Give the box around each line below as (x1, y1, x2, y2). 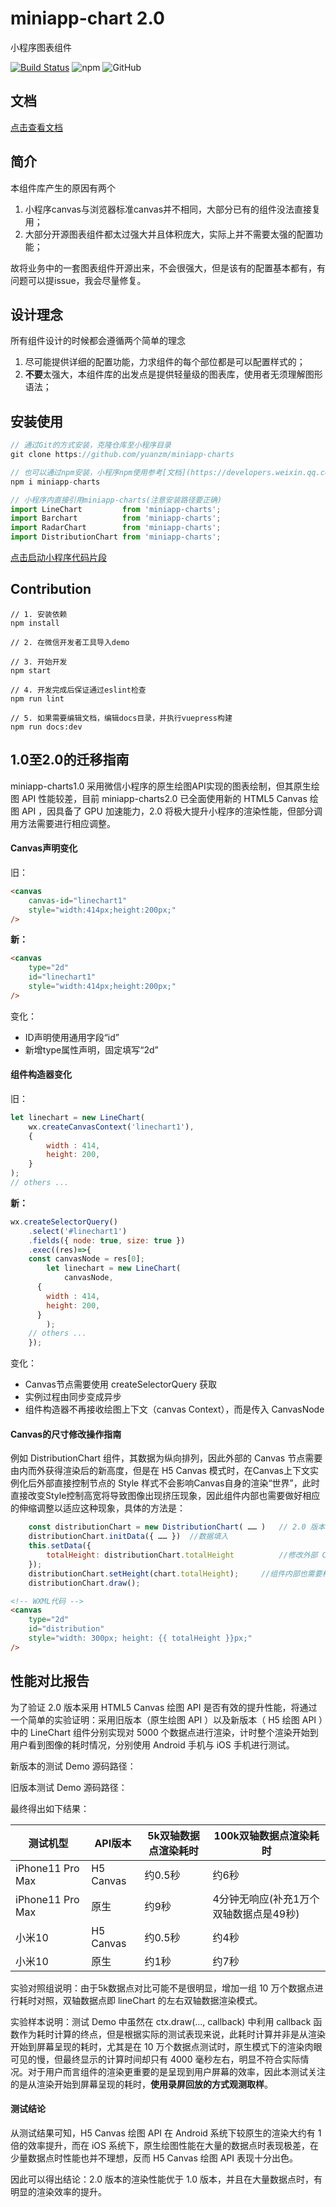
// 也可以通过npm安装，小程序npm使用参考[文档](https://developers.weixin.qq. (10, 467, 321, 477)
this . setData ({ (28, 1541, 92, 1551)
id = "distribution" (28, 1624, 105, 1634)
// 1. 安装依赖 (10, 609, 68, 619)
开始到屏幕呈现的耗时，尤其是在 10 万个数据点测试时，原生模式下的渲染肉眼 (10, 2040, 323, 2052)
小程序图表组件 (10, 41, 72, 53)
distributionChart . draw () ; (28, 1578, 141, 1588)
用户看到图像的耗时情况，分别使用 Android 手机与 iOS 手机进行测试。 (10, 1738, 295, 1751)
